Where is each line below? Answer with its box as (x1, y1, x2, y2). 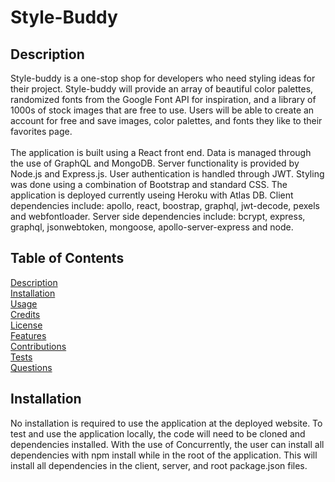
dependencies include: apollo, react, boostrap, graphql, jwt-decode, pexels (10, 200, 321, 211)
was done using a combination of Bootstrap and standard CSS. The (10, 179, 288, 190)
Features (10, 329, 47, 341)
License (10, 319, 43, 331)
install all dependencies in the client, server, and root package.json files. (10, 459, 308, 471)
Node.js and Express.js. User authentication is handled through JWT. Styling (10, 168, 325, 180)
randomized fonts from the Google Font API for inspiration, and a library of (10, 94, 317, 105)
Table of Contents (10, 250, 125, 267)
